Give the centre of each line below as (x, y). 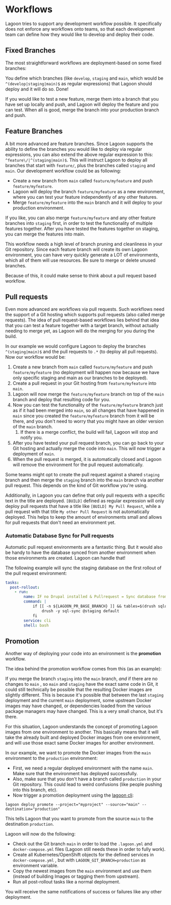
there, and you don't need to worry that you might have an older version (88, 421)
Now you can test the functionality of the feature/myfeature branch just (88, 405)
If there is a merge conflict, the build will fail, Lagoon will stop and (89, 432)
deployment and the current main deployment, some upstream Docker (78, 701)
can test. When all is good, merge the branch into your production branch (82, 110)
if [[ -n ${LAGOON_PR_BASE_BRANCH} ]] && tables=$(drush (94, 607)
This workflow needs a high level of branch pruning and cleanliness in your (84, 244)
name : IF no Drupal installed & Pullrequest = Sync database (90, 597)
